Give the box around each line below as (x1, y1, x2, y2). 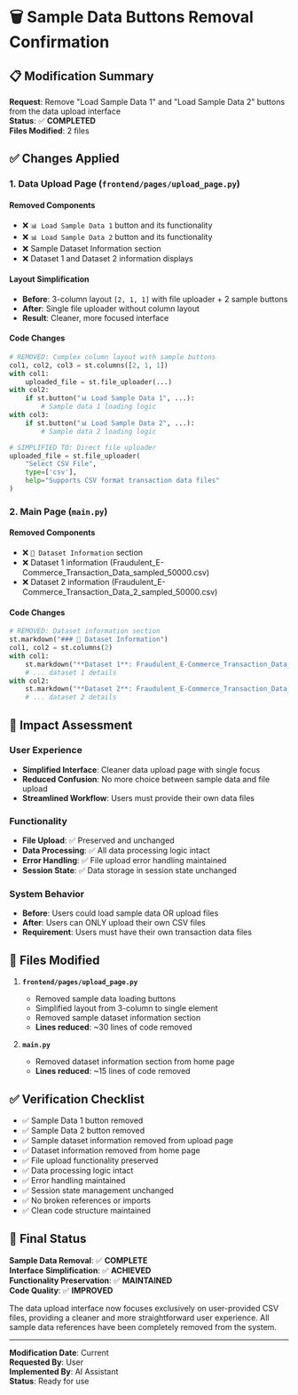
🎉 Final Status (9, 1231, 87, 1247)
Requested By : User (9, 1357, 84, 1367)
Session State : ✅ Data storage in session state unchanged (21, 865, 238, 876)
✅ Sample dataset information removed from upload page (21, 1135, 233, 1146)
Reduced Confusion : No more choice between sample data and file (21, 774, 271, 784)
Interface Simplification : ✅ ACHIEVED (9, 1264, 152, 1276)
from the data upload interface (9, 106, 122, 116)
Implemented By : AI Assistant (9, 1366, 119, 1376)
